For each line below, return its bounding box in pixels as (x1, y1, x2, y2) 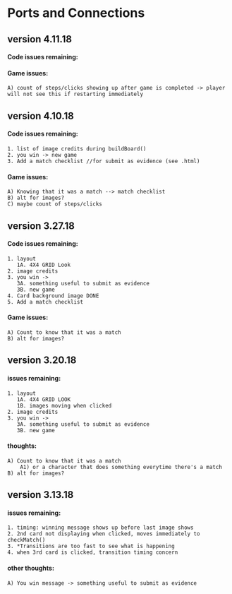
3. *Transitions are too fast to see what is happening (7, 542, 175, 550)
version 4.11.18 (7, 33, 73, 45)
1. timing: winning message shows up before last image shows (7, 524, 194, 531)
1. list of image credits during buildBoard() (7, 145, 147, 153)
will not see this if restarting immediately (7, 90, 143, 98)
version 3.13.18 (7, 489, 74, 501)
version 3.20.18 (7, 355, 77, 367)
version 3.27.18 (7, 220, 75, 232)
